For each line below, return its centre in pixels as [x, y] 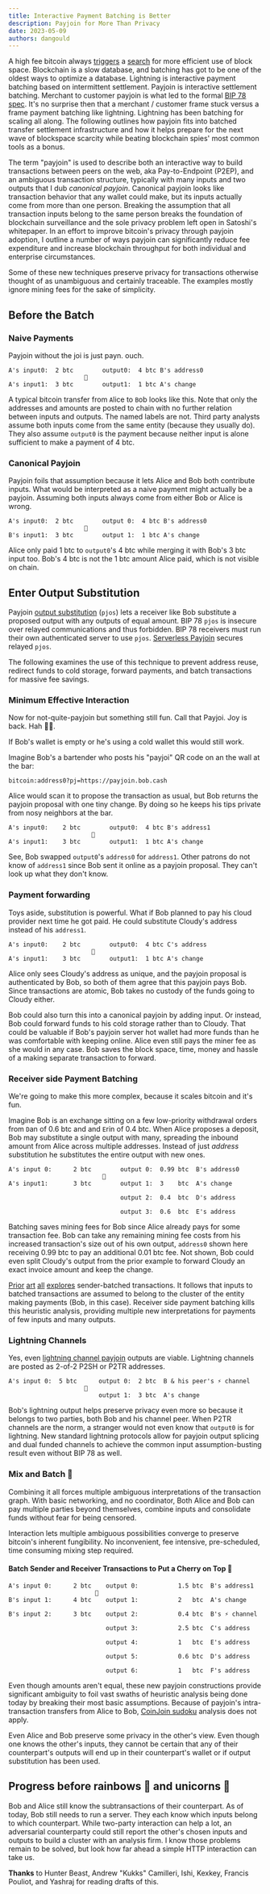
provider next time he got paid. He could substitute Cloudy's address [123, 921]
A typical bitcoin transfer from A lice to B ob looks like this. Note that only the [133, 399]
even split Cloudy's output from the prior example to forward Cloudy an [127, 1261]
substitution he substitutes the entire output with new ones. [107, 1154]
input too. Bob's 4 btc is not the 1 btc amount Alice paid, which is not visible [134, 559]
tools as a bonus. [37, 147]
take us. [21, 1857]
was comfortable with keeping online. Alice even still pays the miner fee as [132, 1041]
